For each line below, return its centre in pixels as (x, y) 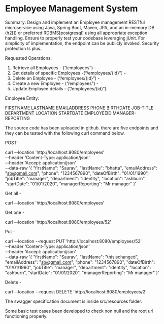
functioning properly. (26, 316)
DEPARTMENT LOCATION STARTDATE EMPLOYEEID (58, 113)
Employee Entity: (22, 98)
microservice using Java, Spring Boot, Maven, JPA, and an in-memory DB (80, 27)
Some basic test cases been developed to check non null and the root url (79, 311)
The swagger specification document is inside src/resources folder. (74, 301)
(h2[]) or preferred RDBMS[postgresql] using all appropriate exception (76, 33)
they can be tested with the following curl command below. (65, 133)
